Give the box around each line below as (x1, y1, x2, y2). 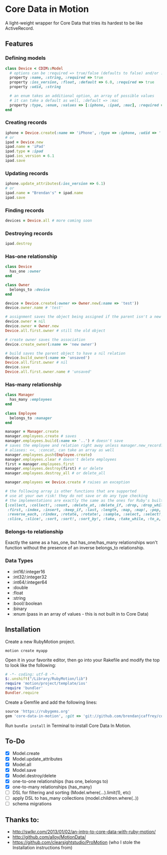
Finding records (5, 207, 44, 214)
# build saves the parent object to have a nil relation (5, 351, 126, 356)
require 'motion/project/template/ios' (5, 681, 88, 686)
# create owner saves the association (5, 337, 85, 342)
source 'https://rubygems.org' (5, 709, 70, 714)
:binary (12, 606, 27, 612)
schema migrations (12, 801, 52, 807)
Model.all (12, 761, 31, 767)
